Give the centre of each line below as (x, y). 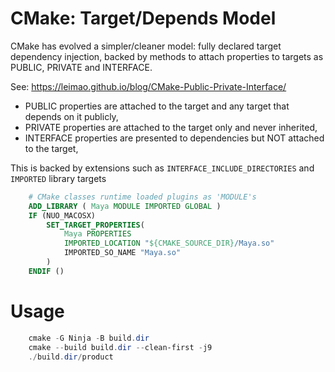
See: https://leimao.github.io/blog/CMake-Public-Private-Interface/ (148, 86)
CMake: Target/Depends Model (143, 18)
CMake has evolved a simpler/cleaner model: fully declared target (146, 46)
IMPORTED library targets (58, 178)
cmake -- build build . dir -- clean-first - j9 (120, 347)
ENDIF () (46, 271)
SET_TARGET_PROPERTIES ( (95, 225)
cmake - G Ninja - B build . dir (89, 338)
